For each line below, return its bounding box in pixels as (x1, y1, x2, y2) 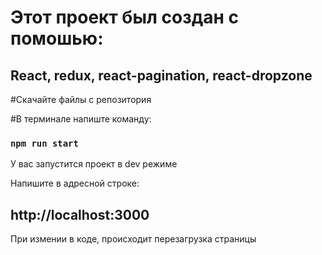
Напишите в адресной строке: (10, 177, 140, 190)
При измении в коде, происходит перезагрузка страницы (10, 233, 257, 245)
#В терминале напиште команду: (10, 113, 152, 125)
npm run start (10, 137, 79, 149)
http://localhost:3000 (10, 206, 150, 223)
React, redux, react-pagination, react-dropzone (10, 67, 313, 84)
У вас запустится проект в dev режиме (10, 158, 178, 170)
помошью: (10, 27, 104, 50)
